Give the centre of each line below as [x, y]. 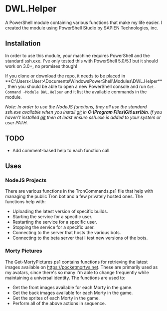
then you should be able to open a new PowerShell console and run [77, 86]
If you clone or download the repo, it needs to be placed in [65, 76]
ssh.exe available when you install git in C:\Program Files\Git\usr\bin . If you [83, 112]
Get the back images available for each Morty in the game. [73, 293]
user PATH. [17, 122]
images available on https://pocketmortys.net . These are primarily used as [82, 267]
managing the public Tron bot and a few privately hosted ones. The [74, 196]
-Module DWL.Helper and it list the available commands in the [85, 92]
